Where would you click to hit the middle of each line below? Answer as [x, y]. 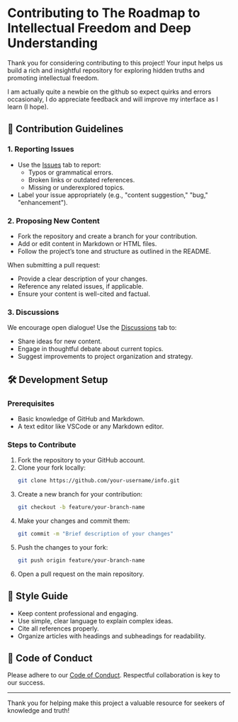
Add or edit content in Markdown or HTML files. [87, 243]
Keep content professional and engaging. [78, 613]
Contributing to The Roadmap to [104, 13]
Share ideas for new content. [60, 341]
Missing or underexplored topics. [76, 187]
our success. [26, 683]
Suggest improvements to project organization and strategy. [105, 357]
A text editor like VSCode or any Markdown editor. [91, 426]
